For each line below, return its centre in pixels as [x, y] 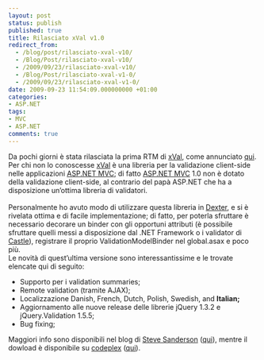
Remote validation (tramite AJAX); [75, 290]
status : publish [35, 23]
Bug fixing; [37, 323]
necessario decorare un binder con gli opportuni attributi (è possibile [121, 224]
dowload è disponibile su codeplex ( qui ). [75, 347]
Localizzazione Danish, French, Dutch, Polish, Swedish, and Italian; [130, 298]
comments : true [33, 134]
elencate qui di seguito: [46, 266]
